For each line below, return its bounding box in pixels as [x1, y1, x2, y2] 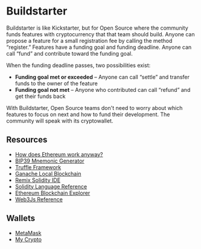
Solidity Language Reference [14, 183, 88, 190]
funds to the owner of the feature [14, 80, 98, 87]
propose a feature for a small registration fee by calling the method [6, 37, 173, 44]
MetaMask [14, 229, 42, 236]
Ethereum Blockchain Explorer [14, 189, 91, 196]
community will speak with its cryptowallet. [6, 117, 113, 124]
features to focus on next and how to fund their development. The [6, 111, 170, 118]
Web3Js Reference [14, 195, 63, 203]
